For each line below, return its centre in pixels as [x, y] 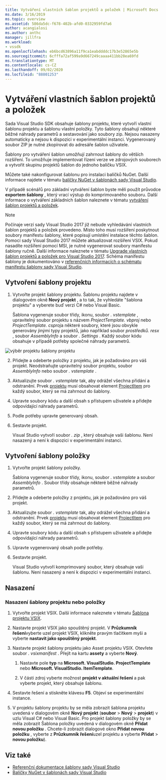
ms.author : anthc [23, 33]
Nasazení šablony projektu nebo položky [55, 602]
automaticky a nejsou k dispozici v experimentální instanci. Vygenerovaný [81, 139]
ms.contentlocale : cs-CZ [31, 65]
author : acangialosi [27, 28]
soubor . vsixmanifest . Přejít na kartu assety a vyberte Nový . [75, 653]
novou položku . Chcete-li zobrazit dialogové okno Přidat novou [78, 729]
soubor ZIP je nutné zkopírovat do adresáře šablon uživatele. [67, 144]
